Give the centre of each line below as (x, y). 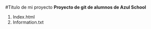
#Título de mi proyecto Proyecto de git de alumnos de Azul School (76, 7)
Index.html (24, 17)
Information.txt (28, 22)
